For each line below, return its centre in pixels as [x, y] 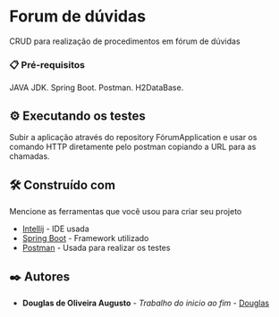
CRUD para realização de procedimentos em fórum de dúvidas [125, 41]
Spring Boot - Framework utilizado [85, 238]
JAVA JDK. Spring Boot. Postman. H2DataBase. [97, 88]
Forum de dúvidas [77, 17]
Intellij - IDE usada [55, 229]
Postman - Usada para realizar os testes [96, 247]
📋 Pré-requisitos [47, 64]
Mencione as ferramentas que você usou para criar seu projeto [126, 211]
